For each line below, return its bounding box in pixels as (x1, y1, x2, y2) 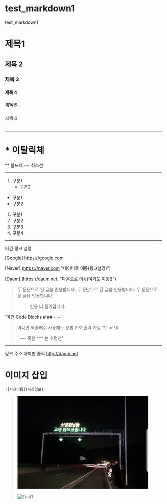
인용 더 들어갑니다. (29, 303, 66, 309)
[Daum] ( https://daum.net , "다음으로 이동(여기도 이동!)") (5, 276, 117, 282)
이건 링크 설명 (5, 245, 32, 251)
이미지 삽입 (5, 370, 48, 381)
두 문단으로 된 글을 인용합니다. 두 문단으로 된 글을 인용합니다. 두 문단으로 (17, 286, 158, 292)
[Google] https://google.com (5, 255, 64, 261)
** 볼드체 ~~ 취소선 (5, 162, 43, 168)
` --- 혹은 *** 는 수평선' (17, 335, 63, 341)
